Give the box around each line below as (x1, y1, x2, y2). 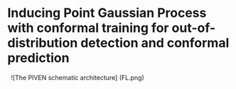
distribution (7, 35, 78, 51)
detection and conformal (80, 35, 230, 51)
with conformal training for (7, 20, 169, 36)
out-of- (171, 20, 216, 36)
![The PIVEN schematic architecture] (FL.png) (10, 73, 144, 82)
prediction (7, 50, 70, 66)
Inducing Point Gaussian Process (7, 5, 207, 21)
